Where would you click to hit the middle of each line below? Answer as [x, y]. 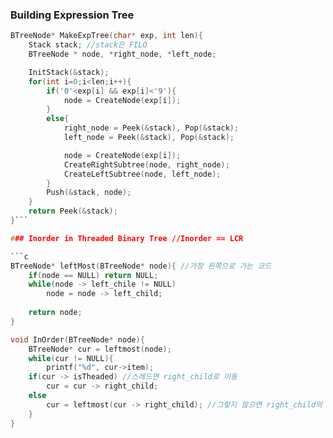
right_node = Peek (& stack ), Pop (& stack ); [151, 128]
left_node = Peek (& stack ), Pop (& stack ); [149, 138]
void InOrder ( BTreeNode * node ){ [77, 339]
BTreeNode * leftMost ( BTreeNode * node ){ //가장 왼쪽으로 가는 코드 [141, 266]
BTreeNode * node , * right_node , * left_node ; [122, 54]
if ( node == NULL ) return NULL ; [93, 275]
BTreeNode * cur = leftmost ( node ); [100, 349]
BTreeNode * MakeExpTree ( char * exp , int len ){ [106, 36]
